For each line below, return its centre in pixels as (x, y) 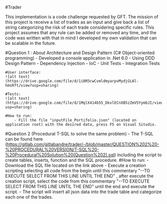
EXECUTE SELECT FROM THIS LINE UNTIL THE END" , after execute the (80, 176)
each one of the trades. (29, 197)
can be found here (24, 139)
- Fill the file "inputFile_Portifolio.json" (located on (75, 120)
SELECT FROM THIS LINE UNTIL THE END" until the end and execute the (80, 186)
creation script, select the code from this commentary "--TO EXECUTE (78, 181)
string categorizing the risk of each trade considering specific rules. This (80, 27)
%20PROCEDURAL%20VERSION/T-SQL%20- (52, 149)
